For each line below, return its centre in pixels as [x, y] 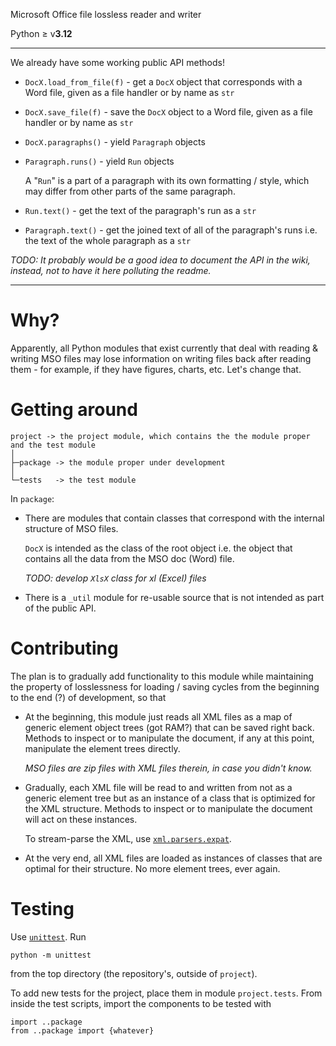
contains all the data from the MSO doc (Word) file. [129, 558]
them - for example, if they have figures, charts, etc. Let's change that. [156, 369]
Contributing [64, 648]
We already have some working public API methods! [117, 62]
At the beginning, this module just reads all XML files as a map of [158, 716]
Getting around [74, 410]
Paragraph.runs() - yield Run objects [99, 161]
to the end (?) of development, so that [88, 697]
